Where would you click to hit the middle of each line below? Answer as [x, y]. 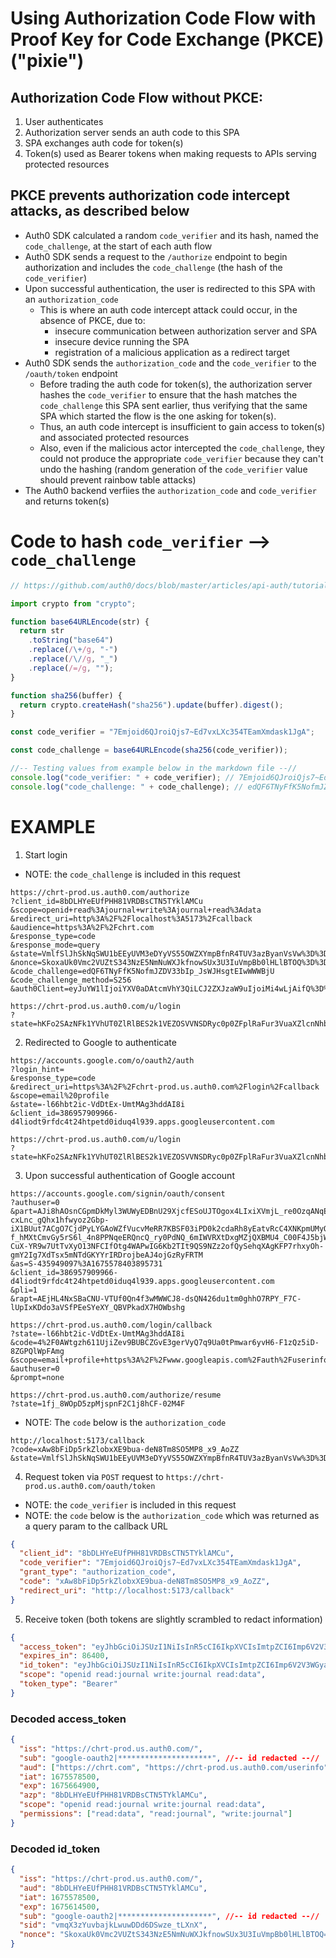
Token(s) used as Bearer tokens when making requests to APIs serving [170, 153]
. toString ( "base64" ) [71, 640]
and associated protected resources [114, 437]
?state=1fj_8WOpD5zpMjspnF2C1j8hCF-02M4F [98, 1403]
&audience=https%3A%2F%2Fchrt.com [82, 927]
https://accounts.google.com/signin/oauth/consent [118, 1193]
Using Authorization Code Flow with [163, 18]
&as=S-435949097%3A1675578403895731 [86, 1263]
